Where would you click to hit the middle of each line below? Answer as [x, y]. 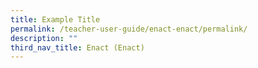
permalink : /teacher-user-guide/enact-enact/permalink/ [129, 29]
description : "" [44, 38]
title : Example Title [55, 19]
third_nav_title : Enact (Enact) [77, 47]
